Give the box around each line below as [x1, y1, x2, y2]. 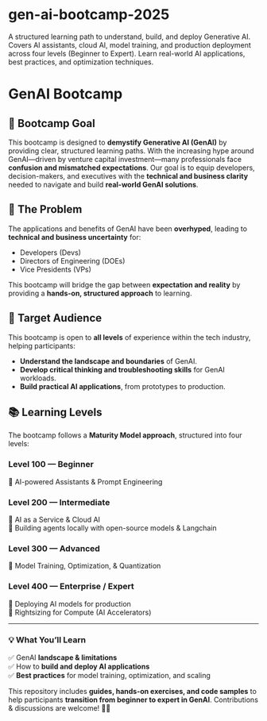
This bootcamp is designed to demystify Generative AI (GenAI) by [8, 137, 227, 147]
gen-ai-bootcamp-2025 [8, 6, 170, 24]
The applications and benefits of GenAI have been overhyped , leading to [8, 224, 248, 233]
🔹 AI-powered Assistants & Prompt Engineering [8, 476, 163, 486]
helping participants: [8, 341, 75, 350]
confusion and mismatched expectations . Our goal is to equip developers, [8, 163, 256, 172]
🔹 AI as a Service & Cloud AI [8, 515, 101, 524]
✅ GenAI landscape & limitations [8, 653, 118, 662]
